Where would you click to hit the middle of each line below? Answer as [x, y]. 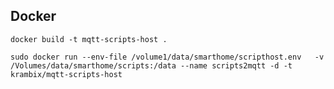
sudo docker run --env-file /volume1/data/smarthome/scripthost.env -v [167, 57]
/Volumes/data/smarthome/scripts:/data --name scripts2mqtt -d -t [151, 65]
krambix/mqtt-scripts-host [66, 74]
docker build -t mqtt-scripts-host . [89, 39]
